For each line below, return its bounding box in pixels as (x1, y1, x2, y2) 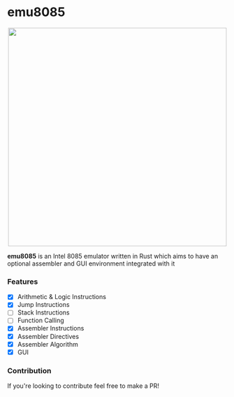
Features (7, 277, 38, 287)
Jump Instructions (17, 301, 70, 309)
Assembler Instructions (17, 324, 85, 333)
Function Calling (17, 316, 64, 325)
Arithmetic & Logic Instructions (17, 293, 107, 301)
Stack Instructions (17, 308, 70, 317)
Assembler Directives (17, 332, 79, 340)
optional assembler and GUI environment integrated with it (7, 259, 175, 268)
